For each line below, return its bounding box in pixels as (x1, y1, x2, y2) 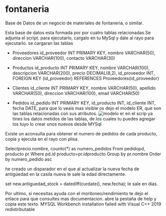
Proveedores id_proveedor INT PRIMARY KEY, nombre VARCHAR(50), (12, 50, 156, 56)
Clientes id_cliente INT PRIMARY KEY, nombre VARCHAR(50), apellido (12, 85, 156, 91)
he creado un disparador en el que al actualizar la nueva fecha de (5, 166, 140, 172)
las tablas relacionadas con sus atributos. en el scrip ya (12, 110, 153, 116)
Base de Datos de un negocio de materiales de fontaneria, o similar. (5, 20, 144, 26)
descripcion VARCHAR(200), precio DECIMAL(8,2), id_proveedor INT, (12, 70, 155, 76)
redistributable (5, 206, 35, 212)
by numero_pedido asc (5, 156, 52, 162)
